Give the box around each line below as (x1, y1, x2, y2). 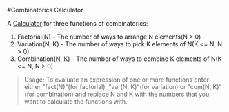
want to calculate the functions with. (23, 97, 128, 106)
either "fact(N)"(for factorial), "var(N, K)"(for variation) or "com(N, (23, 83, 212, 91)
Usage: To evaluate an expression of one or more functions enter (23, 75, 209, 84)
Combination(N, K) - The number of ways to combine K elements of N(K (17, 55, 222, 63)
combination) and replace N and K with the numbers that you (36, 90, 210, 98)
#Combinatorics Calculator (7, 6, 83, 14)
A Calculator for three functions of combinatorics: (7, 19, 148, 27)
